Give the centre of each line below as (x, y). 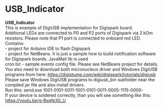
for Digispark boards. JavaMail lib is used (47, 59)
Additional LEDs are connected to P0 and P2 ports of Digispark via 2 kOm (79, 33)
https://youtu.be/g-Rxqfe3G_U (35, 100)
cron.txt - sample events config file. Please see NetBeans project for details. (82, 64)
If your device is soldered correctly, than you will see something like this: (78, 95)
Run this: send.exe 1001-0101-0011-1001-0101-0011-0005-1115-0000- (74, 90)
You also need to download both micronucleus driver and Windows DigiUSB (81, 69)
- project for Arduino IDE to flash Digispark (48, 48)
